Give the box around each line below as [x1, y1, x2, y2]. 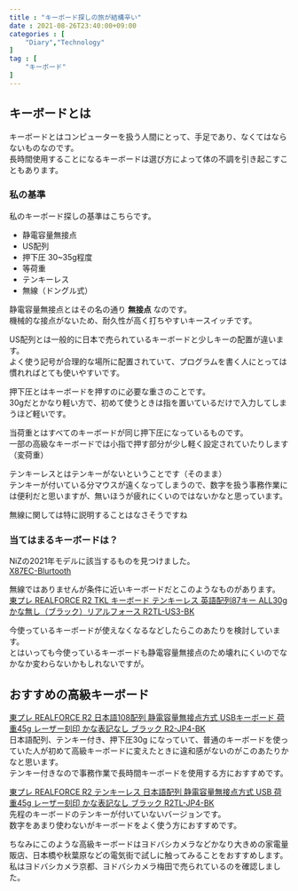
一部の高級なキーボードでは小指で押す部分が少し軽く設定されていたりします [9, 438, 289, 449]
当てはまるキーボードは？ [9, 534, 118, 546]
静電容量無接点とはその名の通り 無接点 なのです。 [9, 304, 192, 314]
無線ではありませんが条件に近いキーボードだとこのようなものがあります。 [9, 584, 281, 595]
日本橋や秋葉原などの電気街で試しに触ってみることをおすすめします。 [32, 849, 288, 860]
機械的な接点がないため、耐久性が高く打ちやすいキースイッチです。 [9, 314, 257, 325]
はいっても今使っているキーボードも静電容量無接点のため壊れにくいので [16, 648, 280, 658]
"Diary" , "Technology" [25, 37, 105, 47]
